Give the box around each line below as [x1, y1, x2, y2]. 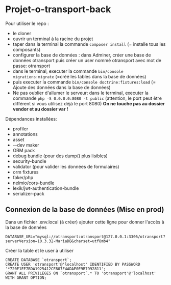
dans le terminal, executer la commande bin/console [12, 68, 124, 74]
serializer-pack [12, 190, 44, 196]
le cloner [12, 30, 32, 36]
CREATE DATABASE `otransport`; [5, 257, 72, 263]
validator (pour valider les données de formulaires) [12, 163, 119, 169]
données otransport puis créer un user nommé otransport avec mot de [12, 57, 162, 63]
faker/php [12, 174, 34, 180]
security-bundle [12, 158, 47, 164]
